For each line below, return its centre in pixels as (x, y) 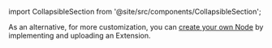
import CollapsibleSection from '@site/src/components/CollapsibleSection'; (135, 12)
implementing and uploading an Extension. (80, 36)
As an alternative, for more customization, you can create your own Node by (136, 27)
